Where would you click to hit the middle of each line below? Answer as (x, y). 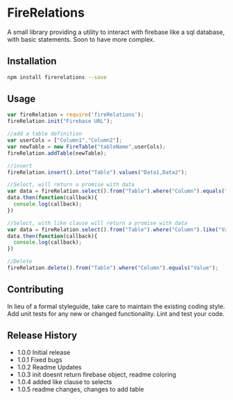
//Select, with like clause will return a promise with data (97, 223)
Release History (42, 336)
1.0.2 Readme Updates (49, 367)
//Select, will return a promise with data (71, 185)
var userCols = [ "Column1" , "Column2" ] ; (65, 140)
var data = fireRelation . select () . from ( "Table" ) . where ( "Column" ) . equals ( (116, 191)
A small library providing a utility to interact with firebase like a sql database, (116, 32)
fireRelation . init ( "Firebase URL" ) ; (60, 122)
